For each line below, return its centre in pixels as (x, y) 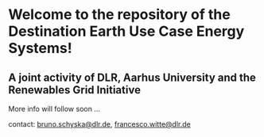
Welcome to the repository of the (119, 15)
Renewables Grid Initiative (75, 90)
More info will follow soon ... (54, 109)
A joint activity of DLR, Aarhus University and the (132, 77)
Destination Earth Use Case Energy (126, 31)
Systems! (41, 48)
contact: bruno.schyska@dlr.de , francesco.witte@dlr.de (99, 124)
